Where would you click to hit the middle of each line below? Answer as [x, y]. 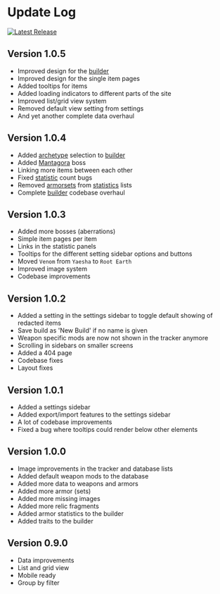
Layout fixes [35, 368]
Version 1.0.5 [37, 54]
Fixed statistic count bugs [55, 178]
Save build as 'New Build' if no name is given [82, 330]
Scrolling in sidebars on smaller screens [75, 345]
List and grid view [43, 567]
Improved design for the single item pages [79, 78]
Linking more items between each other [75, 170]
